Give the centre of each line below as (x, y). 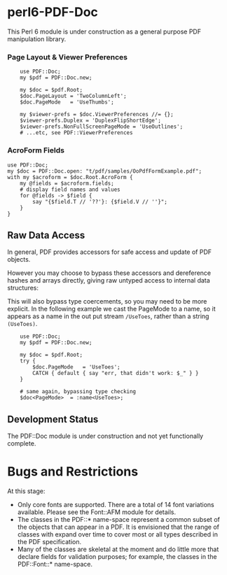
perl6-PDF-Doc (53, 12)
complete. (22, 443)
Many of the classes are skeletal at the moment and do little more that (118, 549)
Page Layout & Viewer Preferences (68, 57)
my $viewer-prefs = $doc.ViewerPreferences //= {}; (97, 115)
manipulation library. (37, 38)
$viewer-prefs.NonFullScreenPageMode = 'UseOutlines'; (102, 127)
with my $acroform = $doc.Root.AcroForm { (70, 177)
